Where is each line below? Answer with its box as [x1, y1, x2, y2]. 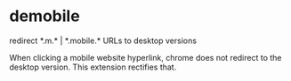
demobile [9, 6, 80, 26]
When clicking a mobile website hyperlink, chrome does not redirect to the [9, 52, 282, 63]
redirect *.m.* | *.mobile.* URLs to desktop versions [9, 35, 198, 46]
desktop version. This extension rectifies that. [9, 62, 177, 72]
